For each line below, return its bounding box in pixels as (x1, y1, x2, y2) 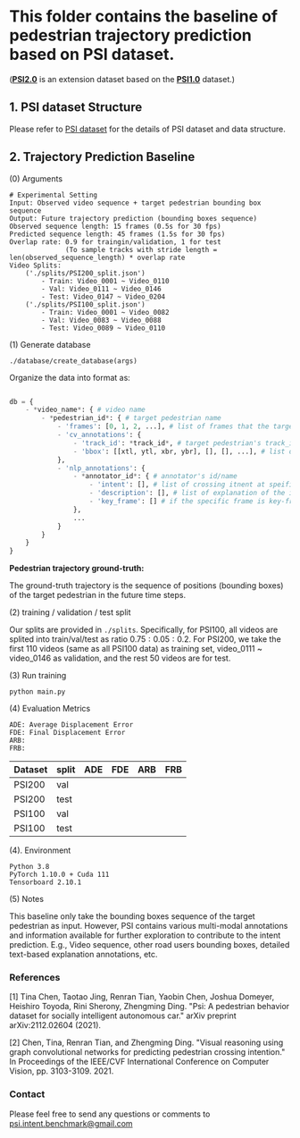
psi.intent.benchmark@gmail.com (9, 1117, 133, 1128)
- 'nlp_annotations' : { (56, 463, 146, 473)
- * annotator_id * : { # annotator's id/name (72, 472, 238, 481)
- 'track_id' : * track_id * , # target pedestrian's (72, 438, 262, 448)
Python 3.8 (9, 863, 50, 872)
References (9, 972, 61, 984)
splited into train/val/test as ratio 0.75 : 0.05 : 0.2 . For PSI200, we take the (9, 634, 281, 645)
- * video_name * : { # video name (25, 405, 146, 415)
